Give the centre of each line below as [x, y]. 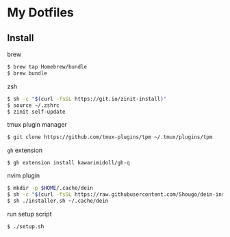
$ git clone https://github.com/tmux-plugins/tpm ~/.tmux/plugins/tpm [110, 137]
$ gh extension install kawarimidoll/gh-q [68, 163]
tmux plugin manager [37, 125]
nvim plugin [24, 175]
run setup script [30, 214]
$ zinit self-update [37, 112]
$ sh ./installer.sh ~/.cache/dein [58, 201]
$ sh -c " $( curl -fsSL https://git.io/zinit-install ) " [87, 99]
